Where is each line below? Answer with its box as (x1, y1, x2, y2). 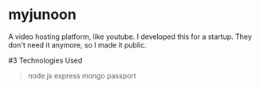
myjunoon (8, 6, 77, 24)
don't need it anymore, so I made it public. (8, 40, 147, 49)
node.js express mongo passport (27, 71, 137, 80)
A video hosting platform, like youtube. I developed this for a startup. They (8, 32, 253, 41)
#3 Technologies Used (8, 55, 83, 65)
